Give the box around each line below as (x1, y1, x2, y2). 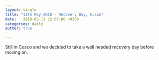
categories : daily (5, 21, 43, 26)
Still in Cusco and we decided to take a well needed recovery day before (5, 44, 154, 50)
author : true (5, 26, 32, 31)
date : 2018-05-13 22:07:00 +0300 (5, 16, 79, 21)
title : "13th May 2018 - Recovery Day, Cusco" (5, 12, 104, 17)
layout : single (5, 7, 37, 12)
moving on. (5, 49, 28, 55)
